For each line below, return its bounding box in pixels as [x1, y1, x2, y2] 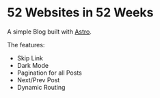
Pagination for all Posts [16, 69, 82, 77]
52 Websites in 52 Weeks [7, 5, 154, 21]
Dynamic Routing [16, 83, 66, 91]
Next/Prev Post [16, 75, 60, 84]
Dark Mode [16, 61, 49, 69]
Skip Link [16, 53, 43, 62]
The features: [7, 40, 45, 49]
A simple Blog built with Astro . [7, 27, 92, 36]
